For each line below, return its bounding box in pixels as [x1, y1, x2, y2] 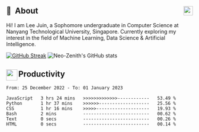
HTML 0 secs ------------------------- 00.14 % [6, 121, 176, 127]
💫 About [6, 6, 38, 16]
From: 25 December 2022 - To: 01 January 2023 [6, 85, 123, 91]
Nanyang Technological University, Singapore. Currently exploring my [6, 28, 176, 35]
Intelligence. [6, 40, 37, 47]
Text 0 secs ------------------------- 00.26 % [6, 116, 176, 122]
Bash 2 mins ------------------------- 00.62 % [6, 111, 176, 117]
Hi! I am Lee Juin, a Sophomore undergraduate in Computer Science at [6, 21, 179, 28]
